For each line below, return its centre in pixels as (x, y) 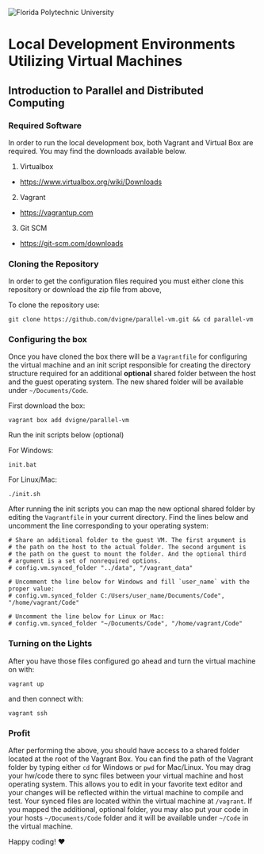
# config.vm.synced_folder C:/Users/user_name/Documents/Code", (117, 596)
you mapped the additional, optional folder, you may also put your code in (128, 810)
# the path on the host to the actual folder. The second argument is (127, 548)
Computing (36, 103)
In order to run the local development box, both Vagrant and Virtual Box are (131, 142)
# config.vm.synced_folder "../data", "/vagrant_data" (101, 568)
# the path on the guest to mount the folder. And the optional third (127, 554)
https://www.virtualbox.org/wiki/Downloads (91, 182)
